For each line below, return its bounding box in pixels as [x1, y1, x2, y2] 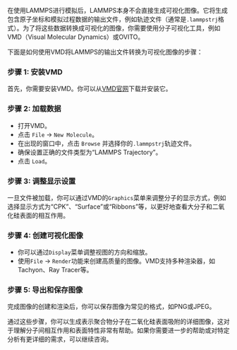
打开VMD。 [17, 121, 51, 129]
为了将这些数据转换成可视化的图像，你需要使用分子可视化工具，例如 [22, 24, 221, 32]
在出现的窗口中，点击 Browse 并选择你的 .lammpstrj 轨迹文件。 [17, 139, 196, 147]
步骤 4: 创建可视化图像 [7, 231, 83, 240]
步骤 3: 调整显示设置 [7, 176, 76, 186]
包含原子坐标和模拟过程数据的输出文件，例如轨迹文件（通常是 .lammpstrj [7, 15, 219, 23]
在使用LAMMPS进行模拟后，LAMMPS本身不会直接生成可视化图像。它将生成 [7, 6, 228, 14]
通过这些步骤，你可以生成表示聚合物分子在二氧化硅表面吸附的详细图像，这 [7, 317, 224, 326]
